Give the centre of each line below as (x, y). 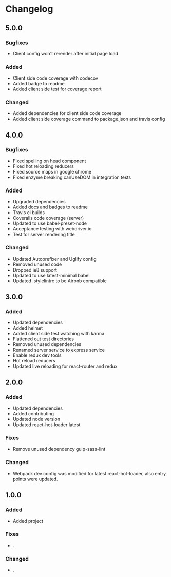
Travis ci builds (29, 213)
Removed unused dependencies (47, 344)
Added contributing (33, 414)
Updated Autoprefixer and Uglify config (54, 259)
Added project (28, 521)
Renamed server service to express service (59, 350)
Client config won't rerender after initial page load (65, 53)
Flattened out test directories (43, 339)
